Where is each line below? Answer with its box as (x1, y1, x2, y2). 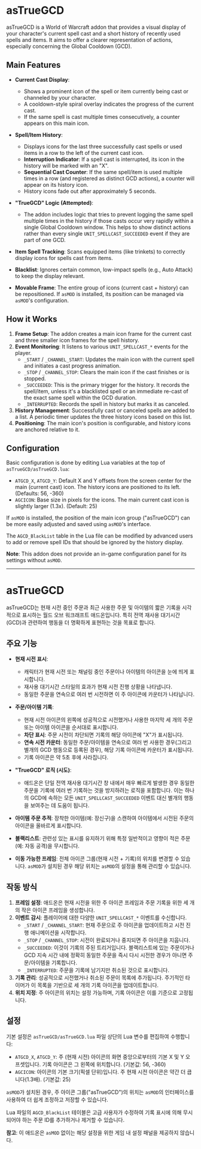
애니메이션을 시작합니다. (30, 929, 87, 936)
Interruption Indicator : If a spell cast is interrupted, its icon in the (23, 156, 185, 163)
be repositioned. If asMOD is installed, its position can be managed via (14, 290, 184, 297)
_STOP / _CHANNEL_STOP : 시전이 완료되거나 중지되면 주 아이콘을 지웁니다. (23, 936, 190, 944)
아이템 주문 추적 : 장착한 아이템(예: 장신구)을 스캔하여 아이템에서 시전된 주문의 (14, 814, 194, 822)
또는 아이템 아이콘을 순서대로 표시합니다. (23, 724, 118, 731)
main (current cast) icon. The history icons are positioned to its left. (14, 484, 181, 491)
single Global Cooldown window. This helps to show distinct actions (23, 223, 191, 231)
